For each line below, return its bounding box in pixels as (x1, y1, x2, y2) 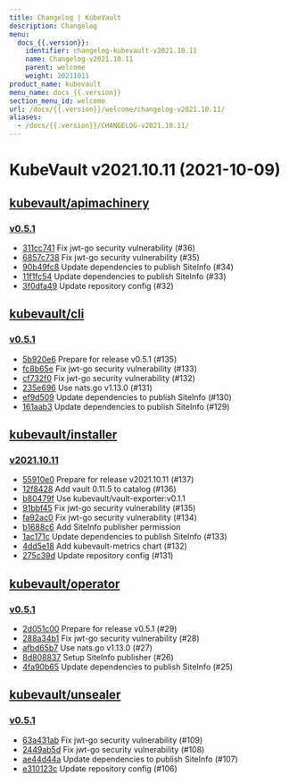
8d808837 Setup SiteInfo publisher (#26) (21, 651, 174, 662)
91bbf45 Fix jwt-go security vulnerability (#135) (21, 503, 196, 514)
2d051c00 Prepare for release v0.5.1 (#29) (21, 623, 178, 634)
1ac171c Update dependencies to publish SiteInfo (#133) (21, 532, 227, 542)
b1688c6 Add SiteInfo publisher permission (21, 522, 181, 532)
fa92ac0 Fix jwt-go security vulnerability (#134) (21, 512, 198, 523)
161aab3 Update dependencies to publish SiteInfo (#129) (21, 401, 230, 412)
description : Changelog (9, 21, 98, 30)
